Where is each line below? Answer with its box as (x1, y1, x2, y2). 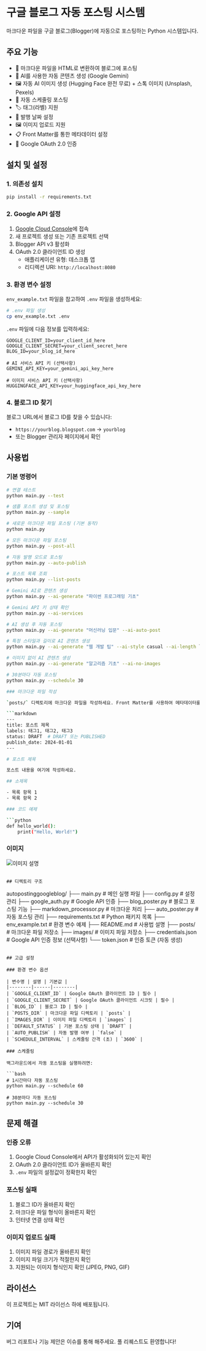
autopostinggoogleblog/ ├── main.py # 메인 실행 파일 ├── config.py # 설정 (6, 889, 195, 897)
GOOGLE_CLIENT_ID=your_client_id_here (6, 337, 105, 344)
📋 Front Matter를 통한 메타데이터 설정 (15, 130, 109, 138)
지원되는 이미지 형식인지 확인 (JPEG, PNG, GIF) (15, 1263, 130, 1270)
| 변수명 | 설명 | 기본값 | (6, 979, 68, 985)
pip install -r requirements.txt (6, 194, 92, 200)
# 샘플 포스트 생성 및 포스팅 (6, 503, 69, 510)
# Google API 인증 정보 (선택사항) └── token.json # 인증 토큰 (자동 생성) (6, 935, 183, 943)
